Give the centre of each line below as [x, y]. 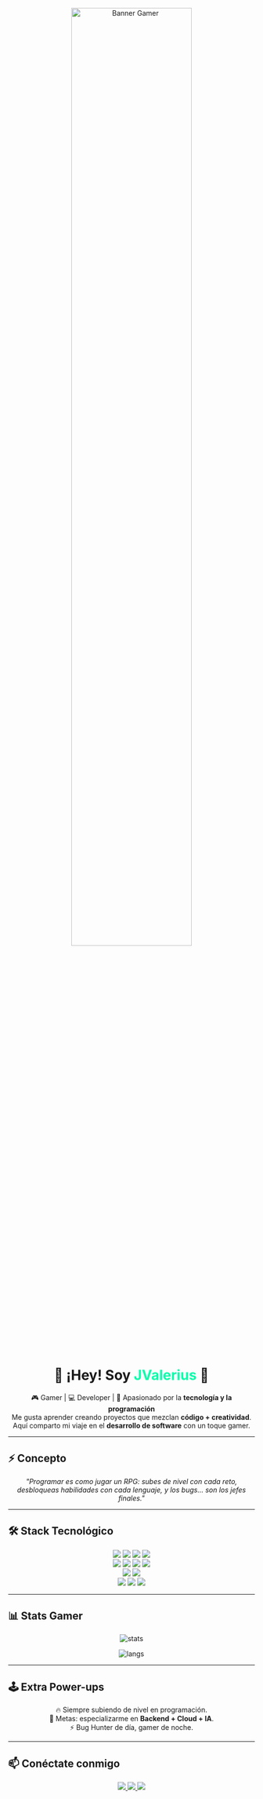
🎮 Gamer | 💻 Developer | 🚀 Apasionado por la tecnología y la [131, 1397]
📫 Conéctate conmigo [64, 1763]
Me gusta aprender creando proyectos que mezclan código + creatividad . [131, 1417]
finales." [131, 1498]
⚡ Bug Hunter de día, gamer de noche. [131, 1728]
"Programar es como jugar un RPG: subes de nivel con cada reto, [131, 1481]
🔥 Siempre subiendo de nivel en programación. [131, 1710]
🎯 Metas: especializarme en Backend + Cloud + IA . [131, 1719]
